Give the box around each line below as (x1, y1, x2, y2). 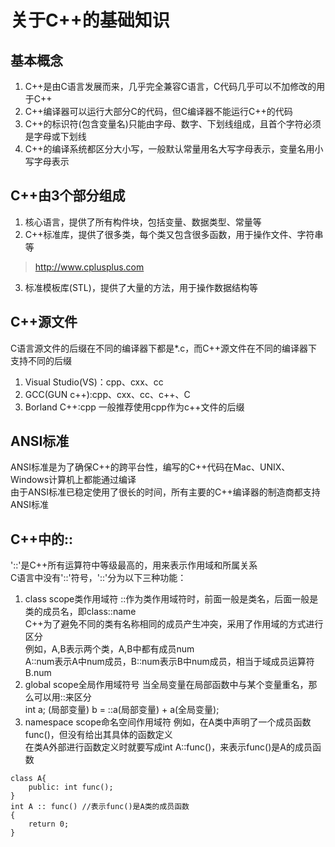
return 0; (28, 819, 70, 830)
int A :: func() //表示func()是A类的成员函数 (10, 802, 190, 812)
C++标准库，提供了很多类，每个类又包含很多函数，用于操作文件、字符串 (24, 228, 324, 240)
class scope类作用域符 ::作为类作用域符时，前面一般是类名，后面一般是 (24, 593, 319, 605)
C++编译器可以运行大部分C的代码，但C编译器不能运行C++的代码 (24, 106, 293, 117)
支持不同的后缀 (10, 354, 72, 366)
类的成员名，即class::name (24, 606, 137, 618)
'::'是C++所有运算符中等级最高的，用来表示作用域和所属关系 (10, 559, 258, 571)
